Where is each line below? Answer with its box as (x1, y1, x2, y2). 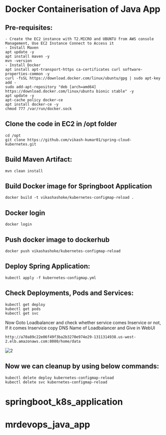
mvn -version (5, 58, 32, 63)
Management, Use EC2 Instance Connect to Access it (5, 41, 114, 46)
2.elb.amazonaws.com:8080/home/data (5, 339, 81, 344)
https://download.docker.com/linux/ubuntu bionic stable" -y (5, 89, 134, 94)
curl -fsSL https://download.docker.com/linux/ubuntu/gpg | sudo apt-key (5, 76, 161, 81)
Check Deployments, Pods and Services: (5, 289, 134, 297)
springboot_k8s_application (5, 396, 123, 407)
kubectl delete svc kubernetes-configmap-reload (5, 380, 108, 385)
